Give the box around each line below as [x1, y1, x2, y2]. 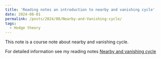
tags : [5, 21, 16, 26]
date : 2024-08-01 [5, 12, 41, 17]
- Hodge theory [9, 26, 41, 30]
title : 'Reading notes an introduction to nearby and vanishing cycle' [5, 7, 155, 12]
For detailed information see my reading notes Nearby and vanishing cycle [5, 49, 157, 55]
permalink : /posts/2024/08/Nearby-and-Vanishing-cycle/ [5, 16, 122, 21]
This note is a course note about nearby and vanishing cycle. [5, 39, 129, 45]
